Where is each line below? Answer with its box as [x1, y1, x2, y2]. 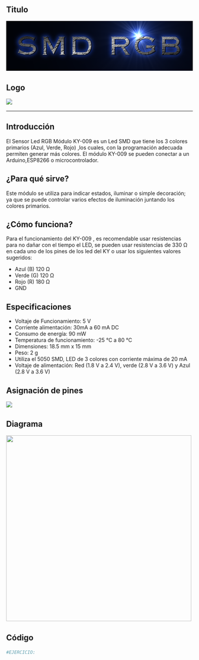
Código [6, 633, 34, 643]
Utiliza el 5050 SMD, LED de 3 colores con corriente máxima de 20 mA [14, 356, 188, 363]
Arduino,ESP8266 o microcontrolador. [6, 156, 99, 164]
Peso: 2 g [14, 349, 38, 356]
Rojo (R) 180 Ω [14, 278, 50, 285]
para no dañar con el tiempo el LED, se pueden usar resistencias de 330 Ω [6, 241, 188, 249]
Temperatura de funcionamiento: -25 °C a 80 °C [14, 337, 132, 344]
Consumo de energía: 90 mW [14, 330, 86, 338]
